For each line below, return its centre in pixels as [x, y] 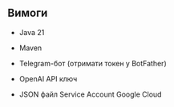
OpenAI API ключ [48, 78]
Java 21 [32, 32]
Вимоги [28, 13]
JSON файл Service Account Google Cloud [90, 94]
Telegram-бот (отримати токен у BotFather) [93, 63]
